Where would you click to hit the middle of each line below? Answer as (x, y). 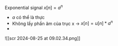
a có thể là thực (28, 17)
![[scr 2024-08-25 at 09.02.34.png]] (43, 38)
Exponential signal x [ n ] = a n (34, 7)
